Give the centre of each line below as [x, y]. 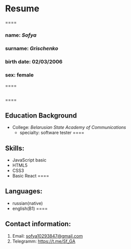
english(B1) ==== [30, 208]
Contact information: [38, 224]
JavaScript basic [29, 160]
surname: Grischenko [32, 48]
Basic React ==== [31, 176]
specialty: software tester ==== [52, 133]
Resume [22, 9]
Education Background [41, 115]
